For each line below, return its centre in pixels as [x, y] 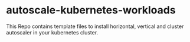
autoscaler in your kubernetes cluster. [52, 32]
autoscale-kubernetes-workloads [91, 10]
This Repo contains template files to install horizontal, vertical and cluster [95, 26]
